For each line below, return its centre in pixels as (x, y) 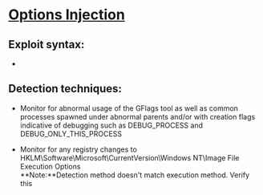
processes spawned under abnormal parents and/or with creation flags (138, 116)
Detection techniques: (65, 89)
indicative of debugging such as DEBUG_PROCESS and (111, 125)
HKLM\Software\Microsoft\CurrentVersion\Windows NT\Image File (129, 157)
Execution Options (50, 166)
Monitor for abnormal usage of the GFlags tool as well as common (129, 108)
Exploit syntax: (47, 45)
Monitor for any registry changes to (79, 149)
